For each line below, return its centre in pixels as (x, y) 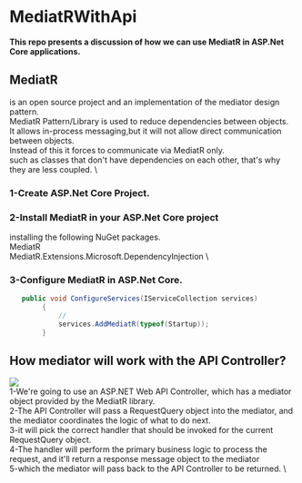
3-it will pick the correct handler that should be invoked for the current (141, 430)
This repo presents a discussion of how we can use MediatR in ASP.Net (147, 42)
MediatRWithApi (73, 17)
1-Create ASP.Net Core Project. (80, 192)
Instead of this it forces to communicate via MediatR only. (117, 150)
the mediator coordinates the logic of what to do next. (110, 420)
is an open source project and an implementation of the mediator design (145, 102)
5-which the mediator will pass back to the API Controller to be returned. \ (148, 468)
